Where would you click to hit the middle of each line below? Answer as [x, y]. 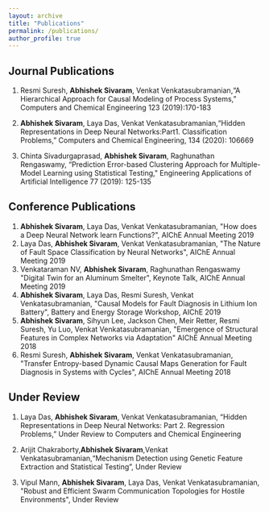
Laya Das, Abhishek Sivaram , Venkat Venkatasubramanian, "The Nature [140, 244]
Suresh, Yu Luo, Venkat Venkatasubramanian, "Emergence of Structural [139, 329]
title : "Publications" [46, 23]
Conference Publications [72, 207]
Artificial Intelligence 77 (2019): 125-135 [85, 181]
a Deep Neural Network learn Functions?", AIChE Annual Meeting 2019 [137, 235]
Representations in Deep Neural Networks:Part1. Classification [123, 132]
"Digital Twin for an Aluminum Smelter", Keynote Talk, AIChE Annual [132, 277]
